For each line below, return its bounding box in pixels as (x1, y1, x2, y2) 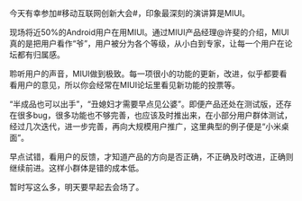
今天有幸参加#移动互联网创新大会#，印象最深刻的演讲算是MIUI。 (9, 8, 251, 18)
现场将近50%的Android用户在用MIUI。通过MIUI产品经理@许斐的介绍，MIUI (9, 27, 290, 38)
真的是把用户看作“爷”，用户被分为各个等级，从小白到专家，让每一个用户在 (9, 39, 286, 48)
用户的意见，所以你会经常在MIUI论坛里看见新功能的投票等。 (16, 80, 241, 90)
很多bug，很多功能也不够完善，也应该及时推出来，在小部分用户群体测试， (16, 110, 293, 120)
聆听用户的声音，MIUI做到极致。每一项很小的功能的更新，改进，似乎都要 (9, 68, 279, 79)
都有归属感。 (16, 49, 65, 60)
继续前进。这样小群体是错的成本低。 (9, 162, 144, 173)
